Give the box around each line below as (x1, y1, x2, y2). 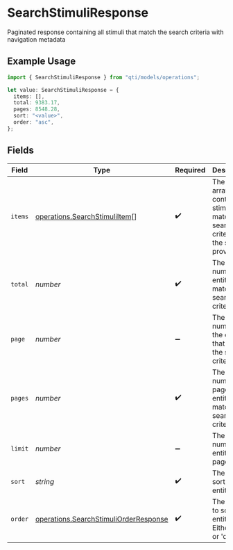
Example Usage (7, 56, 76, 67)
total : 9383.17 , (13, 99, 60, 106)
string (35, 476, 54, 486)
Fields (7, 145, 35, 156)
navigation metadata (7, 35, 66, 43)
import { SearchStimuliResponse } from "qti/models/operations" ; (7, 74, 200, 81)
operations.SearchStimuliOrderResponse (35, 514, 169, 524)
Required (175, 165, 206, 175)
